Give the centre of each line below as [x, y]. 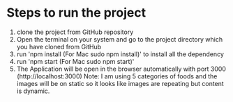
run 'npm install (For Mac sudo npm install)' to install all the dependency [120, 54]
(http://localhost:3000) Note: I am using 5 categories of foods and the [117, 76]
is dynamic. [33, 91]
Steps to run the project [76, 13]
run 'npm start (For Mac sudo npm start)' [75, 61]
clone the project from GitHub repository [75, 32]
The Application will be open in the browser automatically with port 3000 [121, 69]
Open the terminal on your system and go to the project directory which [120, 39]
